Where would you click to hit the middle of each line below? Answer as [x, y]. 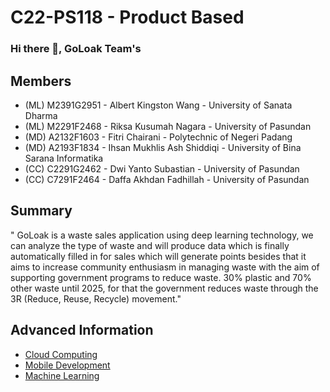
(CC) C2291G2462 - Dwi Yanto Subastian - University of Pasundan [162, 168]
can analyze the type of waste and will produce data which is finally [150, 245]
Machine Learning [62, 375]
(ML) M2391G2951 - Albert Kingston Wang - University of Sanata [158, 105]
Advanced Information [82, 330]
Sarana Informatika [64, 158]
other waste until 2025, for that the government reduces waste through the [164, 288]
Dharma [41, 115]
